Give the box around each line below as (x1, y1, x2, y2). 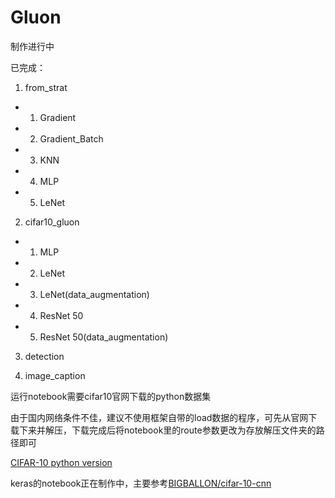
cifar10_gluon (24, 216, 80, 228)
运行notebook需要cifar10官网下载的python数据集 (10, 390, 212, 402)
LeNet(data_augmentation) (39, 288, 150, 300)
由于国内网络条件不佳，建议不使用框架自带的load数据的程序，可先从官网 (10, 411, 309, 423)
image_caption (24, 369, 86, 381)
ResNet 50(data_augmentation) (39, 331, 169, 343)
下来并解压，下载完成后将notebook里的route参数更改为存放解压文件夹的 (18, 424, 317, 436)
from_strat (24, 81, 68, 93)
